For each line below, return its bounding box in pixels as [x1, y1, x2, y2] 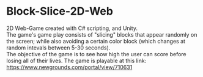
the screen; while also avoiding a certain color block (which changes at [6, 37, 185, 45]
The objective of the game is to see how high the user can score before [6, 50, 186, 57]
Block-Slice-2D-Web [6, 4, 113, 18]
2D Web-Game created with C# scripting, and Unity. [6, 24, 138, 32]
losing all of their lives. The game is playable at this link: [6, 57, 147, 64]
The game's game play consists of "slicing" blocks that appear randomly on [6, 31, 197, 38]
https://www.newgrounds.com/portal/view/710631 [6, 63, 133, 71]
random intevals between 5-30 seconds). [6, 44, 111, 51]
